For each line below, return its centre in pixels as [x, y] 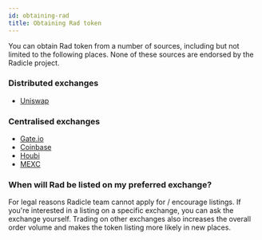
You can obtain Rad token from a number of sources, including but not [124, 45]
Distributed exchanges [54, 83]
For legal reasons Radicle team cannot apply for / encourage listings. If [125, 202]
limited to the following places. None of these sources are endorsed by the [131, 54]
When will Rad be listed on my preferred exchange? [110, 185]
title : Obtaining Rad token [55, 23]
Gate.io [32, 139]
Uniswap [34, 100]
